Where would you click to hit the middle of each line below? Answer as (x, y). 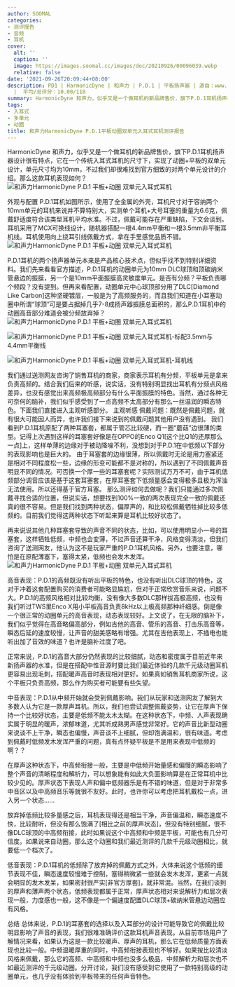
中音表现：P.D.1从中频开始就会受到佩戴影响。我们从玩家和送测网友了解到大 (115, 697)
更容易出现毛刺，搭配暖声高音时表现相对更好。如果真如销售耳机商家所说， (114, 674)
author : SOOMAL (29, 14)
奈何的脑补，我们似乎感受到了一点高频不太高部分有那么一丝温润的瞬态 (114, 402)
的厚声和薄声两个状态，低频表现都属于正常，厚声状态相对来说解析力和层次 (114, 892)
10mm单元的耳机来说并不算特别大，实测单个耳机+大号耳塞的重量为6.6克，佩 (117, 210)
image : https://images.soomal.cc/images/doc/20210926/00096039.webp (115, 66)
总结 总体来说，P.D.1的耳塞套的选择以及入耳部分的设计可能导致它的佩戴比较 (116, 924)
